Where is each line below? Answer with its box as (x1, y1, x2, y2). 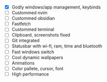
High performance (11, 71, 49, 77)
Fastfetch (11, 21, 31, 27)
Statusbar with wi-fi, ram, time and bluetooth (11, 43, 103, 49)
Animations (11, 60, 35, 66)
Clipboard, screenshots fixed (11, 32, 71, 38)
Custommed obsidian (11, 15, 55, 21)
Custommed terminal (11, 27, 54, 33)
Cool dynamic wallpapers (11, 54, 63, 60)
